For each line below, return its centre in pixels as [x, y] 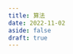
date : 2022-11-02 [37, 23]
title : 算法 [27, 15]
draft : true [28, 38]
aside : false [30, 30]
